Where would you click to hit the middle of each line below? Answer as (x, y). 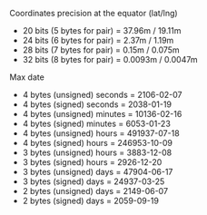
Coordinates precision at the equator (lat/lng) (94, 13)
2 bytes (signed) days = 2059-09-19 (90, 200)
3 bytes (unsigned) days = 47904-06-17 (98, 172)
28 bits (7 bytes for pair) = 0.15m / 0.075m (101, 50)
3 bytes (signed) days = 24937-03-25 (94, 181)
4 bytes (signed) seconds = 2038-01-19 (97, 104)
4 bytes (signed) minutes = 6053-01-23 (96, 123)
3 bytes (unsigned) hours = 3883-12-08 (97, 152)
